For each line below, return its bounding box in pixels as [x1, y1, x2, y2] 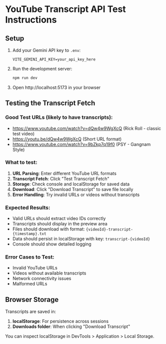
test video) [12, 130, 35, 136]
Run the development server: [12, 66, 72, 71]
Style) [12, 146, 25, 152]
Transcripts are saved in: [5, 308, 56, 314]
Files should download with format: [12, 226, 85, 232]
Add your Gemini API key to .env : [12, 47, 81, 53]
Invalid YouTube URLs [12, 265, 57, 271]
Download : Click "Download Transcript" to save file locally [12, 186, 133, 192]
